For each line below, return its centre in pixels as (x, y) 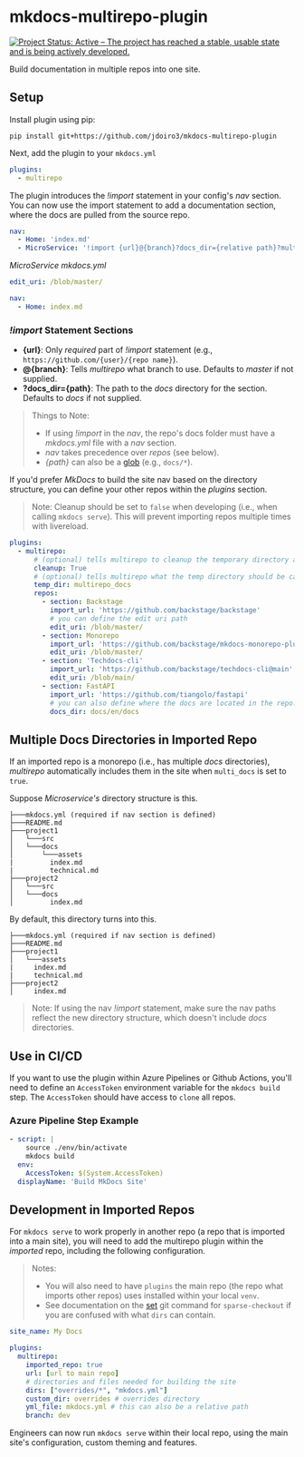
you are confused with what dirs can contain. (130, 1315)
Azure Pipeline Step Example (74, 1120)
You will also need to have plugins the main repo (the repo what (164, 1286)
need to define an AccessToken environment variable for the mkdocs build (145, 1088)
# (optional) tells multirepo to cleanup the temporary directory (161, 560)
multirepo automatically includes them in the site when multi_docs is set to (148, 771)
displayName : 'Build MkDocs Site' (82, 1181)
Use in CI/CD (46, 1056)
